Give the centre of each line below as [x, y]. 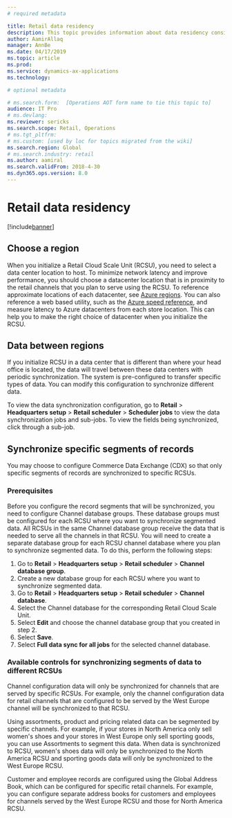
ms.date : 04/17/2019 [37, 52]
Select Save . [35, 637]
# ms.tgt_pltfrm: [32, 135]
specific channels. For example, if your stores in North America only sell [109, 729]
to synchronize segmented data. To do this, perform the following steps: [110, 550]
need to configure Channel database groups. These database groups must [113, 513]
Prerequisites [30, 491]
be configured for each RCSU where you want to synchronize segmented [112, 520]
